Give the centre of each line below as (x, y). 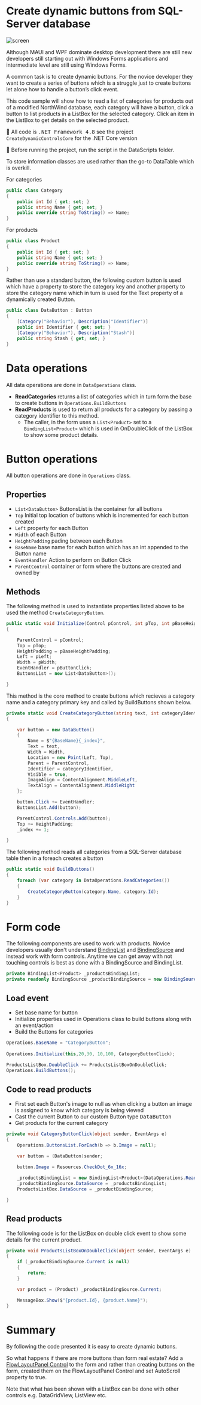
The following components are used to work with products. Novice (88, 943)
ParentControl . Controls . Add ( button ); (64, 818)
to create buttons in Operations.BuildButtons (71, 403)
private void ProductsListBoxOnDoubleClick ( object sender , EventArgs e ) (99, 1251)
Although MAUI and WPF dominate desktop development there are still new (99, 52)
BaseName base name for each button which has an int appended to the (101, 547)
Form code (33, 927)
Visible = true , (48, 774)
